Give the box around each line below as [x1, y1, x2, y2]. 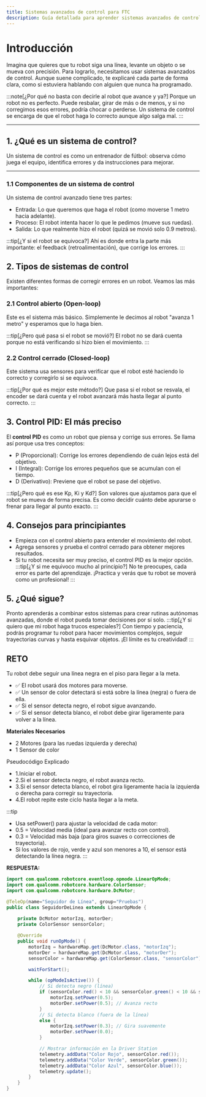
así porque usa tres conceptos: [6, 439, 85, 447]
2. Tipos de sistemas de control [6, 261, 129, 272]
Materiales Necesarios [6, 728, 66, 735]
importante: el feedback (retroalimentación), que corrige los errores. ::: [6, 244, 185, 251]
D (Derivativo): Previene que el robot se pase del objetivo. [15, 477, 161, 485]
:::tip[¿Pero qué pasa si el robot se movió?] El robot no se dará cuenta [6, 332, 183, 339]
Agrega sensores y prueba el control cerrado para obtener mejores [15, 543, 185, 550]
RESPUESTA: [6, 864, 40, 872]
